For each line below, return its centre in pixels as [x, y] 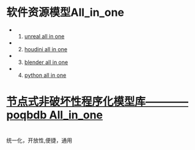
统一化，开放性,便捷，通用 [39, 140]
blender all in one [46, 62]
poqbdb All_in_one [55, 115]
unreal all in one [44, 36]
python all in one [45, 75]
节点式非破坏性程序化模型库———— [97, 102]
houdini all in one [46, 49]
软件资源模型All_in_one [65, 12]
